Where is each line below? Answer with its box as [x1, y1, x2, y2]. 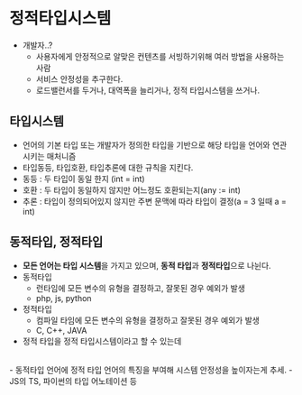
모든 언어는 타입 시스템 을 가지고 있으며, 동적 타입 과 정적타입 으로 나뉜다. [22, 260, 272, 271]
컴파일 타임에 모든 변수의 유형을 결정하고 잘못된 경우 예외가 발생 [35, 315, 260, 326]
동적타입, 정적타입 [9, 234, 104, 250]
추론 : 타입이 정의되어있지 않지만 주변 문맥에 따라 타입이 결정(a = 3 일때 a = [22, 196, 287, 207]
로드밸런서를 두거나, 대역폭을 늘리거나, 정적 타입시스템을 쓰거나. [35, 85, 260, 96]
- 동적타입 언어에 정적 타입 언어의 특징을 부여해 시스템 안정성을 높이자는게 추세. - [9, 364, 293, 375]
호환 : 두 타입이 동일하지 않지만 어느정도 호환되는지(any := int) [22, 184, 242, 195]
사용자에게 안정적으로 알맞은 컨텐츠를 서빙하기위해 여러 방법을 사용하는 [35, 51, 285, 61]
